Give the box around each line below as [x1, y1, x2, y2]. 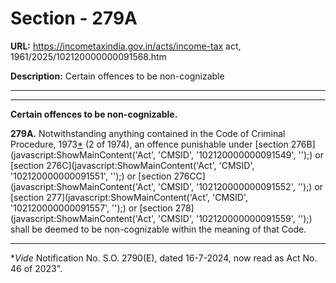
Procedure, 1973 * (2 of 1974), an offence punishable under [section [10, 138, 289, 150]
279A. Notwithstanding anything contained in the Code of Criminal [10, 127, 286, 139]
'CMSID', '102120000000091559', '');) [158, 212, 313, 224]
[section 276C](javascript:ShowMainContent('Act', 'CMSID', [10, 159, 255, 171]
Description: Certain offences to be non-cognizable [10, 70, 225, 82]
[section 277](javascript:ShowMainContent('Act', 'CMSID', [10, 191, 249, 203]
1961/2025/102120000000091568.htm [10, 50, 167, 62]
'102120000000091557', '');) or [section [10, 202, 173, 214]
